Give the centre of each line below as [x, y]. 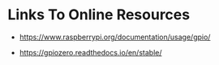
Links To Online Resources [99, 15]
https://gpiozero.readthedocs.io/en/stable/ [90, 52]
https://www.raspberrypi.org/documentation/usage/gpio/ [115, 37]
